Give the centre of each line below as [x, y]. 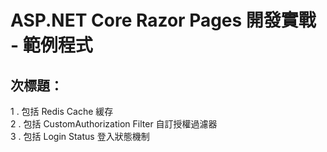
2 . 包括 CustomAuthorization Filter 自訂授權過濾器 [114, 124]
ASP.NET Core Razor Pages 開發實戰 [163, 20]
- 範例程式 [51, 45]
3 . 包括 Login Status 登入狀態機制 [80, 136]
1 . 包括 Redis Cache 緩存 [62, 111]
